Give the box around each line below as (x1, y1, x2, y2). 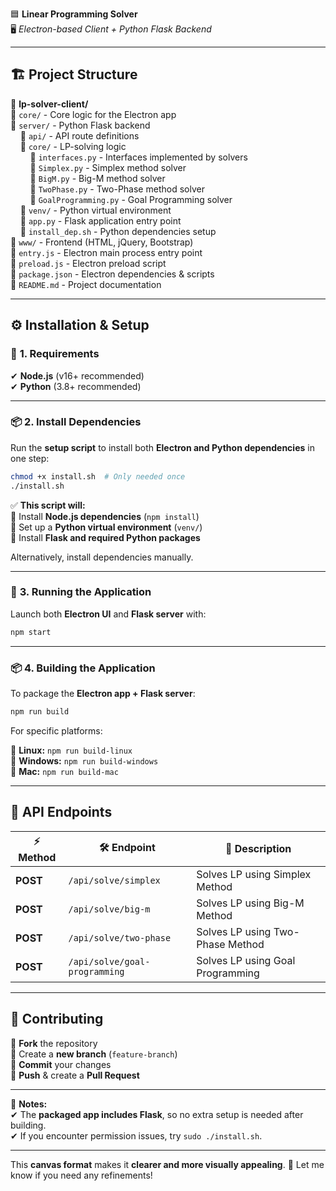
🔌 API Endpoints (10, 804, 113, 821)
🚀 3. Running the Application (10, 585, 152, 599)
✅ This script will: (10, 499, 86, 511)
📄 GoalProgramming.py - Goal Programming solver (29, 193, 233, 205)
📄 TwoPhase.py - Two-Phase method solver (29, 183, 205, 195)
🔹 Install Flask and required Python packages (10, 531, 201, 543)
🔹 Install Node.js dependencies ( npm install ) (10, 510, 200, 522)
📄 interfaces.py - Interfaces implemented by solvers (29, 151, 248, 163)
